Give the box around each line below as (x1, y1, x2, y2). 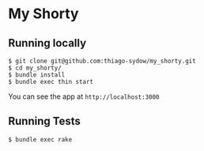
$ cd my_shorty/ (8, 64, 62, 72)
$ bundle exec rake (8, 135, 73, 143)
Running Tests (8, 115, 81, 128)
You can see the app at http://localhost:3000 (8, 92, 160, 101)
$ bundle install (8, 71, 66, 79)
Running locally (8, 36, 87, 50)
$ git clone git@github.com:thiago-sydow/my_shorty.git (8, 57, 196, 65)
